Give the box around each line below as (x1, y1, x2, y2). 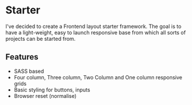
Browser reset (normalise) (13, 92, 77, 99)
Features (5, 52, 39, 62)
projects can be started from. (5, 35, 76, 42)
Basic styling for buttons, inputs (13, 86, 90, 93)
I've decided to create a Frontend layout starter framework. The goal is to (5, 23, 181, 30)
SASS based (13, 68, 44, 75)
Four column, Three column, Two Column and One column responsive (13, 73, 183, 80)
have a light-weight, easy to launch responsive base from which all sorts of (5, 29, 186, 36)
